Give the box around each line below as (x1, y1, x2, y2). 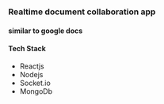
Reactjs (19, 61, 45, 71)
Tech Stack (8, 44, 46, 54)
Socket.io (19, 78, 51, 87)
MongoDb (19, 86, 53, 96)
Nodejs (19, 69, 44, 79)
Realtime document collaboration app (8, 6, 156, 17)
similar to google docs (8, 26, 83, 35)
